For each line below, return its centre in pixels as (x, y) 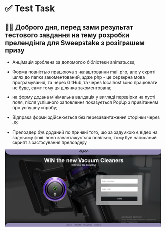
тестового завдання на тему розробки (67, 35)
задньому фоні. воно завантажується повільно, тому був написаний (84, 137)
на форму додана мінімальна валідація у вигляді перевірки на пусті (84, 97)
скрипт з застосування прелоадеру (50, 142)
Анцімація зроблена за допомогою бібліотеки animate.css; (74, 62)
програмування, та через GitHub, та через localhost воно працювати (85, 82)
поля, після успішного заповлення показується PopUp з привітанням (85, 102)
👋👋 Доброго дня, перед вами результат (69, 27)
